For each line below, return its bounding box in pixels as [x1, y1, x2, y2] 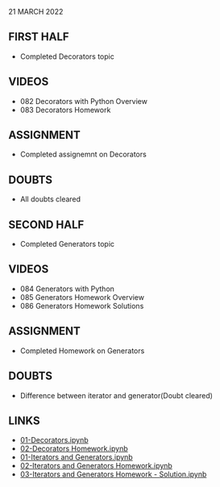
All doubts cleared [19, 194, 81, 204]
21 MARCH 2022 [8, 7, 64, 16]
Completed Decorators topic [19, 52, 114, 61]
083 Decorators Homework [19, 105, 111, 114]
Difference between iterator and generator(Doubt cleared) [19, 390, 214, 400]
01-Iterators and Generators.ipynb [19, 452, 133, 462]
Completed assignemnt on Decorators [19, 149, 147, 160]
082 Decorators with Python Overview [19, 96, 147, 106]
